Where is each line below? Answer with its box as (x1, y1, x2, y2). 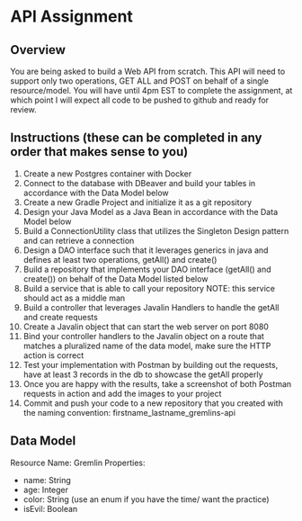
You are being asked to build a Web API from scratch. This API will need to (10, 66, 286, 76)
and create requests (22, 311, 98, 322)
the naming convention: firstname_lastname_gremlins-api (22, 407, 236, 418)
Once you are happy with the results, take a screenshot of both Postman (22, 378, 292, 389)
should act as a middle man (22, 292, 126, 303)
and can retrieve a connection (22, 235, 135, 246)
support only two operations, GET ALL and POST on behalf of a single (10, 76, 269, 86)
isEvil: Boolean (22, 503, 78, 514)
